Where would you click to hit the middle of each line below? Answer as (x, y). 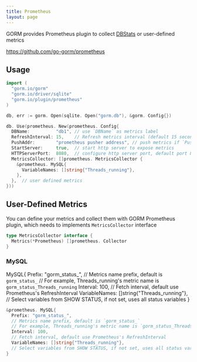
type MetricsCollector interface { (50, 235)
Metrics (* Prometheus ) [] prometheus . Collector (69, 241)
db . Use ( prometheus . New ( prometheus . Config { (62, 126)
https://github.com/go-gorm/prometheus (56, 51)
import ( (17, 83)
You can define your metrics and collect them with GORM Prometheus (91, 218)
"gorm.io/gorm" (30, 89)
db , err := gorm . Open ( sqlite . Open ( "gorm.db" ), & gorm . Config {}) (89, 116)
